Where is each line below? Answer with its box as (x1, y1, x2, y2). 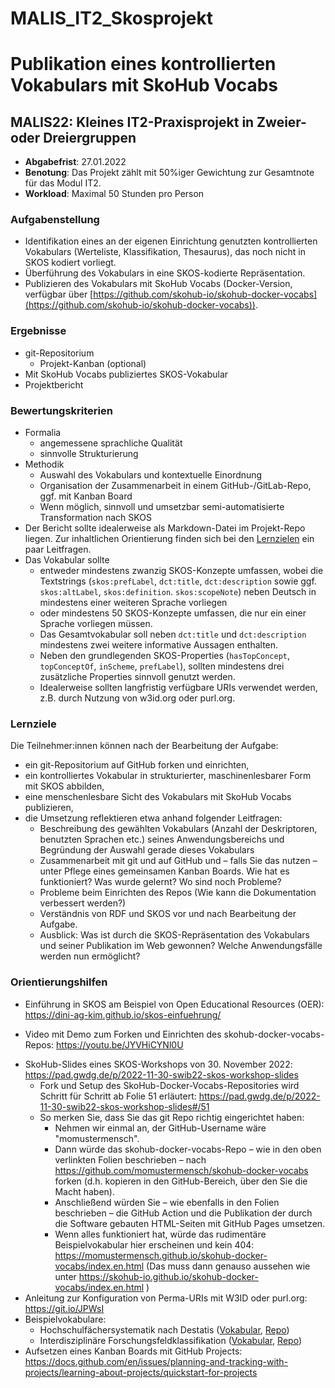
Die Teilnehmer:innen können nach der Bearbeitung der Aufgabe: (10, 740, 279, 752)
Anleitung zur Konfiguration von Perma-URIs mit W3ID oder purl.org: (24, 1292, 308, 1304)
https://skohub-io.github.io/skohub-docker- (78, 1270, 259, 1282)
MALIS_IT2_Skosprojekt (10, 7, 213, 30)
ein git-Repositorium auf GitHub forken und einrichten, (24, 759, 250, 771)
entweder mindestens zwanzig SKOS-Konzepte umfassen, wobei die (39, 565, 324, 577)
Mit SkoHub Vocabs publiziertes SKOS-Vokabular (24, 368, 229, 380)
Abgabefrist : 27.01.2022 (24, 156, 127, 168)
